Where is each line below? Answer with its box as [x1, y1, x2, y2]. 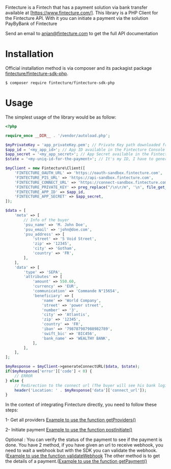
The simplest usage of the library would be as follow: [5, 114, 117, 120]
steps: [5, 407, 18, 413]
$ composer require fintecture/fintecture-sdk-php [5, 80, 115, 86]
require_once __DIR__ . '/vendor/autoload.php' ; [5, 133, 110, 138]
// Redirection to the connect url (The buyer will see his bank [14, 383, 156, 388]
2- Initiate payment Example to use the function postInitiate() [5, 427, 133, 433]
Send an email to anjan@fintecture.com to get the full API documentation [5, 31, 158, 36]
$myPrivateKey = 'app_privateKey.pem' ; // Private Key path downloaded [5, 142, 160, 147]
